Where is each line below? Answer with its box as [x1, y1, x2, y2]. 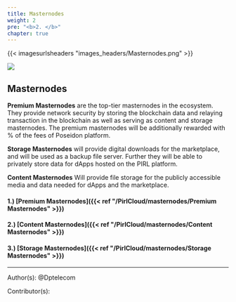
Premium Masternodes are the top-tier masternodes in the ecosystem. [7, 101, 214, 110]
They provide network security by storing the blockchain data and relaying [7, 109, 223, 117]
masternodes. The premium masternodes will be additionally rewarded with [7, 124, 226, 132]
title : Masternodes [7, 10, 65, 18]
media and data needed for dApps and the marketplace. [7, 180, 169, 190]
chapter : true [7, 29, 49, 37]
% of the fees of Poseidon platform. [7, 131, 111, 140]
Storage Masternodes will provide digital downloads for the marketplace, [7, 145, 220, 153]
